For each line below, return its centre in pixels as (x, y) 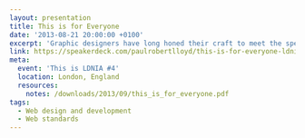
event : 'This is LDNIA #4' (69, 69)
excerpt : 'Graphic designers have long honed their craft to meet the (146, 43)
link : (20, 52)
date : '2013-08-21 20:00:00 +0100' (77, 34)
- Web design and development (74, 111)
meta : (20, 60)
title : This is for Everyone (64, 26)
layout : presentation (50, 18)
